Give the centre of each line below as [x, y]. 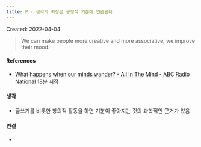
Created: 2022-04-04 [33, 29]
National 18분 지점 [37, 81]
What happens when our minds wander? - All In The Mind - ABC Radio [102, 74]
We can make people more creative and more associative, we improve [108, 40]
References [21, 61]
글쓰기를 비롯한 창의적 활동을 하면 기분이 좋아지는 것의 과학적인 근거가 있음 [103, 111]
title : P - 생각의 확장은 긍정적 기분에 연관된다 [60, 12]
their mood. [35, 47]
